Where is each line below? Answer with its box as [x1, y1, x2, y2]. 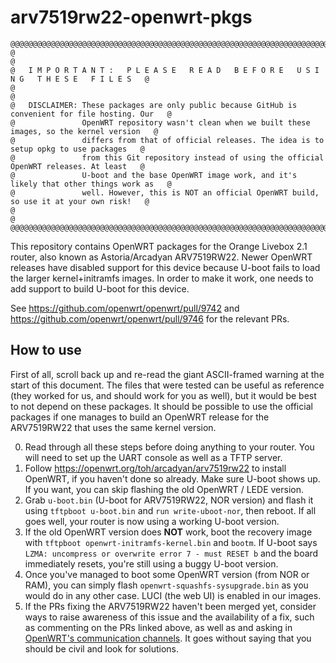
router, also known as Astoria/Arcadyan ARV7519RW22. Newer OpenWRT [10, 251, 313, 263]
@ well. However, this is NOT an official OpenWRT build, [10, 187, 320, 198]
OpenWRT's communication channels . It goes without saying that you [24, 632, 312, 644]
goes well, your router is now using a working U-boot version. [24, 515, 280, 527]
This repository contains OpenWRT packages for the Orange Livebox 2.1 [10, 240, 308, 252]
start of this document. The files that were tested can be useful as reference [10, 379, 325, 391]
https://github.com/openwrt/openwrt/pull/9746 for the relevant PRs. [10, 312, 290, 325]
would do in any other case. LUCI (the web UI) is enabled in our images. [24, 589, 322, 601]
